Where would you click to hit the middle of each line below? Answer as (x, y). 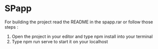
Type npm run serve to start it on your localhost (60, 41)
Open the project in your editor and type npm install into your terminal (82, 36)
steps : (11, 27)
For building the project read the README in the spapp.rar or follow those (79, 22)
